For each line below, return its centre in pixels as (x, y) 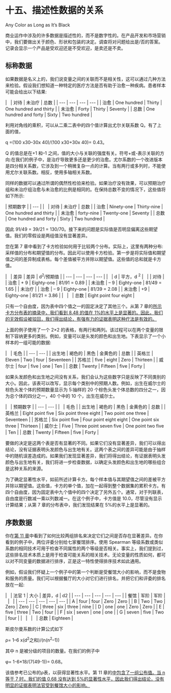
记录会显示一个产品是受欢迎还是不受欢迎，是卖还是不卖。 (65, 48)
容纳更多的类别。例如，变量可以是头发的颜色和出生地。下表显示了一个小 (90, 336)
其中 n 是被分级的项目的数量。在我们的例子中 (53, 651)
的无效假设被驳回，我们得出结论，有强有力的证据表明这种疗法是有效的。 (81, 319)
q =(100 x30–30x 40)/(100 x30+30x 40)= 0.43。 (56, 142)
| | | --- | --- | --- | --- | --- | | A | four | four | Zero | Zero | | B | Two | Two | (86, 601)
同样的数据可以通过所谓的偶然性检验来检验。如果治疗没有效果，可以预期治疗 (85, 183)
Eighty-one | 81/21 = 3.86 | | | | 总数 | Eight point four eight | (70, 295)
